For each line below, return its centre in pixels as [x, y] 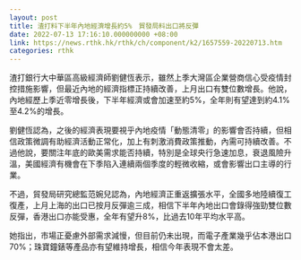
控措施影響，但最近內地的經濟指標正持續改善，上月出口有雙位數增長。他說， [150, 89]
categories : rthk [42, 51]
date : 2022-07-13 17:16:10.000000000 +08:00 [94, 34]
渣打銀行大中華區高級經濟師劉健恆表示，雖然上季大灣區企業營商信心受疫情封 [150, 78]
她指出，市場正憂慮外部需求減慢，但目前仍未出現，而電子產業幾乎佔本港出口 [150, 236]
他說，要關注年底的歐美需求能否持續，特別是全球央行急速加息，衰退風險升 [154, 152]
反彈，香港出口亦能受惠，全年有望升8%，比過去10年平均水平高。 [129, 217]
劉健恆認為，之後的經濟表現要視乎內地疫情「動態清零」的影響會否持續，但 [146, 130]
